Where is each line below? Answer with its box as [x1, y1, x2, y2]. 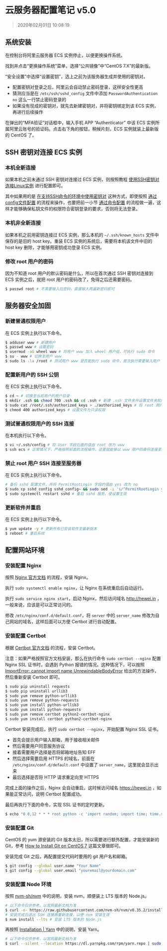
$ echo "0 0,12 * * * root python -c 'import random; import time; [5, 811, 148, 816]
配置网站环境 [5, 546, 45, 554]
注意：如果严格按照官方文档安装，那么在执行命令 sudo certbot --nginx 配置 [5, 655, 162, 661]
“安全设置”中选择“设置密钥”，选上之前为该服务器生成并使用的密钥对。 [5, 73, 148, 79]
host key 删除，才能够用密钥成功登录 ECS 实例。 [5, 244, 105, 250]
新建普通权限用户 [5, 318, 46, 325]
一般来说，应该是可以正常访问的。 [5, 602, 75, 608]
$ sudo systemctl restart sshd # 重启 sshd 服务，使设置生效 [5, 491, 127, 496]
